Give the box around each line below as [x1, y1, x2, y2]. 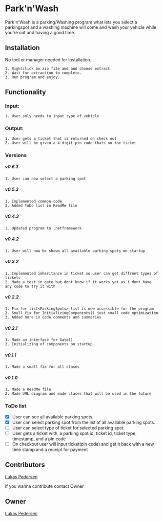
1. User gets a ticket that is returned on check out [5, 136, 117, 141]
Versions [5, 152, 27, 159]
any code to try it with [5, 284, 56, 289]
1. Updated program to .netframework [5, 226, 82, 230]
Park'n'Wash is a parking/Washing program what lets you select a [5, 19, 138, 25]
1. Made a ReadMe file [5, 387, 51, 392]
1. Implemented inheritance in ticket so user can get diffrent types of [5, 271, 159, 276]
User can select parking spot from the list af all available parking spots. [12, 419, 155, 425]
